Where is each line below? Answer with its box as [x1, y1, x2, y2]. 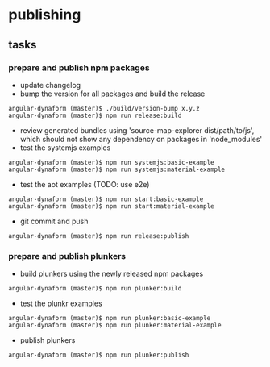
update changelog [19, 80, 81, 90]
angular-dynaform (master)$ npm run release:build [8, 111, 182, 119]
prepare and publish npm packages [8, 62, 151, 73]
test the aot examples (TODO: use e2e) [19, 179, 150, 189]
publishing [8, 6, 81, 24]
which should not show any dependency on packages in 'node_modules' [19, 134, 263, 144]
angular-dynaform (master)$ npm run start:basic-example [8, 195, 204, 203]
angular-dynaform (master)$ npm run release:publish [8, 231, 189, 240]
